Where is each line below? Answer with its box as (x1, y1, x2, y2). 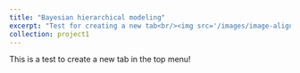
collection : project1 (9, 29, 90, 38)
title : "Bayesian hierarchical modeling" (9, 12, 166, 22)
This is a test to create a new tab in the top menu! (9, 54, 191, 65)
